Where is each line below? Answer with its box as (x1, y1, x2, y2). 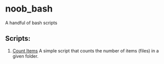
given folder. (12, 53, 39, 59)
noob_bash (5, 3, 53, 15)
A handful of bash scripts (5, 20, 58, 26)
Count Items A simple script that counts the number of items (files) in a (12, 47, 159, 53)
